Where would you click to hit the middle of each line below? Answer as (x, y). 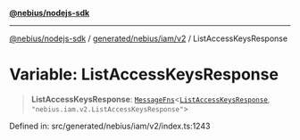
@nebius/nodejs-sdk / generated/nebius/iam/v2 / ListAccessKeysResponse (149, 38)
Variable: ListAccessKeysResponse (144, 74)
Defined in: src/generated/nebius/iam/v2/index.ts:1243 (110, 126)
